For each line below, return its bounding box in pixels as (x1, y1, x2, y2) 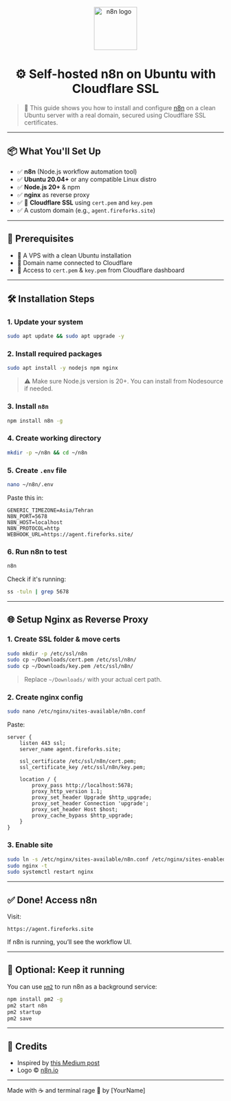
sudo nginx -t (7, 862, 48, 869)
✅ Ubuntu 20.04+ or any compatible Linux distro (16, 175, 157, 183)
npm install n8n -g (7, 417, 63, 424)
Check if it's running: (7, 575, 67, 583)
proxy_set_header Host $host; (32, 806, 118, 813)
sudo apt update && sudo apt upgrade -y (7, 333, 125, 340)
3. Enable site (7, 840, 54, 850)
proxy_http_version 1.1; (32, 788, 103, 795)
